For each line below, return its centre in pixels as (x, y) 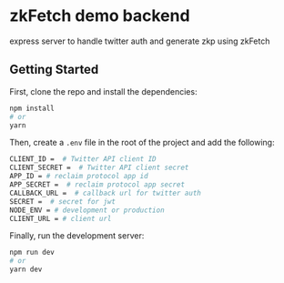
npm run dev (32, 253)
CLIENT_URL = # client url (61, 218)
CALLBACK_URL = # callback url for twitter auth (106, 193)
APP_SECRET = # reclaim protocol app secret (97, 185)
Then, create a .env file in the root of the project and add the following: (142, 143)
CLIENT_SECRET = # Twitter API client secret (99, 168)
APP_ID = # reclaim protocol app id (79, 177)
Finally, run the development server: (77, 236)
